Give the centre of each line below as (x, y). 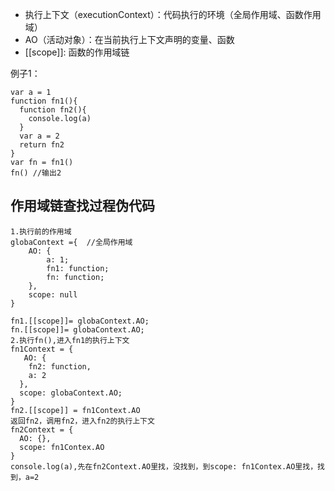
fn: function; (75, 277)
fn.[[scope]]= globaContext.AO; (77, 329)
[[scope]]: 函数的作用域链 (77, 52)
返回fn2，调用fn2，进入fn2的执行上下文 (82, 421)
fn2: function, (60, 366)
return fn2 (42, 145)
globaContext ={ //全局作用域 (71, 242)
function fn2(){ (53, 110)
